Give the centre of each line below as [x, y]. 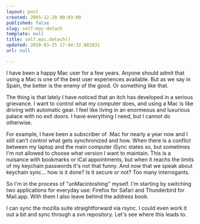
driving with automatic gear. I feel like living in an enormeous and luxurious [98, 110]
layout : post [22, 12]
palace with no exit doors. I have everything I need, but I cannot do [88, 116]
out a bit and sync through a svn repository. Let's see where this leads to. [96, 214]
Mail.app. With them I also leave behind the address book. [78, 196]
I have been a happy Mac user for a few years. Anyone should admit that [96, 73]
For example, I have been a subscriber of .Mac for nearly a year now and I [97, 134]
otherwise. [19, 122]
